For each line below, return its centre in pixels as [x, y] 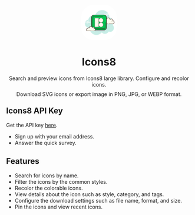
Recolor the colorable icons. [49, 188]
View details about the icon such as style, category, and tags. [89, 194]
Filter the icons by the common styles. [61, 181]
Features [23, 161]
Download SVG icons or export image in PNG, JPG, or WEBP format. [99, 94]
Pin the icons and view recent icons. [59, 207]
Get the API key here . [32, 125]
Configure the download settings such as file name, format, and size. [98, 200]
